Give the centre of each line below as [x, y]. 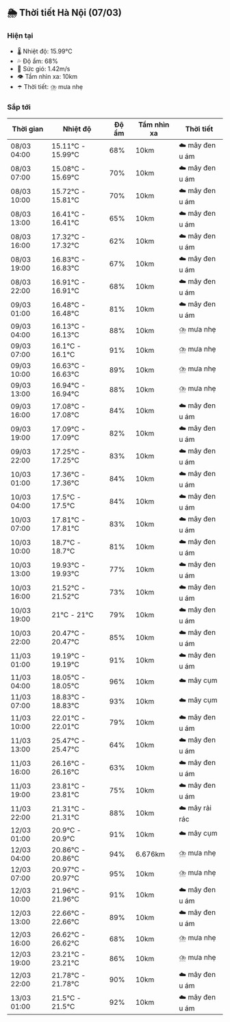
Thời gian [28, 129]
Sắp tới [19, 107]
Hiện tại [20, 36]
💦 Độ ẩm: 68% [37, 61]
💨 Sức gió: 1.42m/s [43, 68]
